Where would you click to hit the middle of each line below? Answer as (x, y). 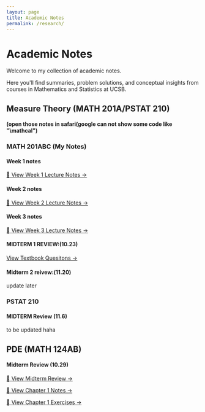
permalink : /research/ (35, 23)
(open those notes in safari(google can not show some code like (89, 124)
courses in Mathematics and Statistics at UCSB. (66, 89)
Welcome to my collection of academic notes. (64, 71)
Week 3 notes (24, 217)
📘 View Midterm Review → (40, 378)
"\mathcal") (22, 131)
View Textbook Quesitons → (42, 258)
